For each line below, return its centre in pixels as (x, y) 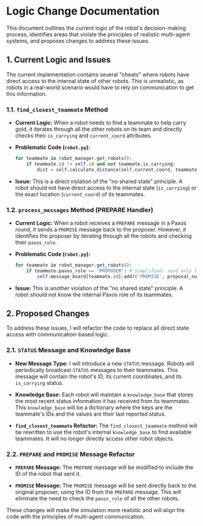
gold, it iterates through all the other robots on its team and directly (98, 129)
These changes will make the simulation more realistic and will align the (95, 510)
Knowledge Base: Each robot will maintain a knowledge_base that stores (104, 394)
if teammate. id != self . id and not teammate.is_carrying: (101, 164)
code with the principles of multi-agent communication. (76, 517)
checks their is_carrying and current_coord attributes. (83, 136)
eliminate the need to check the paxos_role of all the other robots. (97, 498)
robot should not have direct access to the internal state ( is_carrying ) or (106, 188)
